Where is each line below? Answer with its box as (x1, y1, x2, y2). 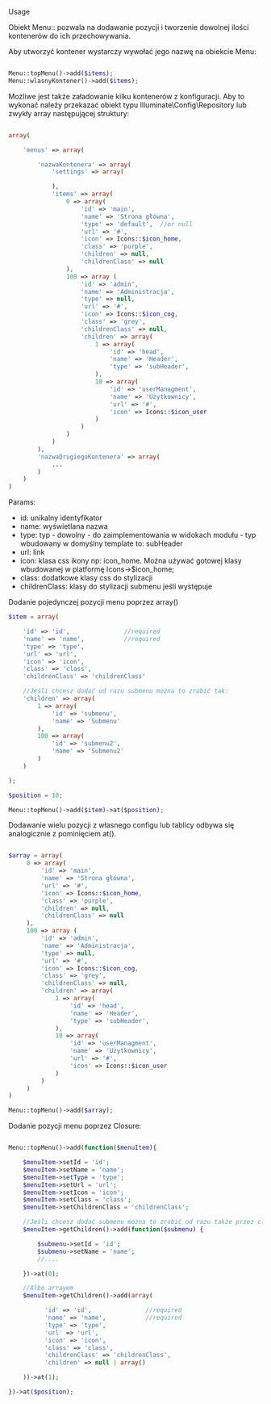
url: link (19, 547, 45, 557)
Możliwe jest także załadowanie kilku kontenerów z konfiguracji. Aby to (8, 91, 245, 101)
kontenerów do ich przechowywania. (8, 31, 131, 40)
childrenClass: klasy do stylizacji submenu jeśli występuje (19, 581, 212, 592)
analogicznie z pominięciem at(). (8, 829, 117, 839)
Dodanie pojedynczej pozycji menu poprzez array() (8, 597, 179, 607)
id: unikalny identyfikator (19, 513, 103, 523)
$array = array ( (8, 852, 63, 860)
